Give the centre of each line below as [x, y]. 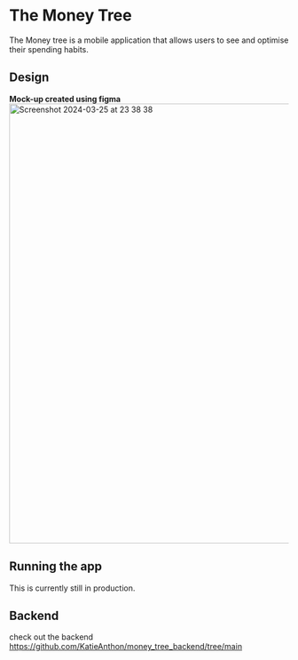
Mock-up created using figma [65, 99]
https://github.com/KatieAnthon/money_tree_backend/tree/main [125, 647]
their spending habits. [49, 49]
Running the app [55, 566]
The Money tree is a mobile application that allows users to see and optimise [149, 40]
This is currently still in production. [72, 588]
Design [29, 78]
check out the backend [51, 637]
